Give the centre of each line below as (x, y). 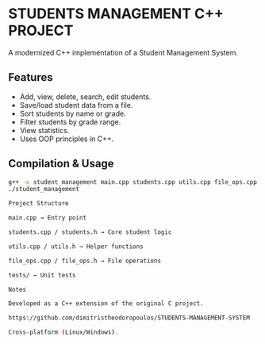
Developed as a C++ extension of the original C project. (106, 304)
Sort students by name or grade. (73, 113)
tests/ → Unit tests (42, 275)
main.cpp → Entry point (48, 218)
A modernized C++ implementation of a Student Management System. (123, 52)
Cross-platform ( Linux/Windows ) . (63, 333)
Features (31, 77)
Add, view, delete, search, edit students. (85, 97)
